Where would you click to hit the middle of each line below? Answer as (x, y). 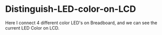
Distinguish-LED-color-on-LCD (71, 9)
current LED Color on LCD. (32, 28)
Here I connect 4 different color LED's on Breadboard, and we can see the (81, 23)
